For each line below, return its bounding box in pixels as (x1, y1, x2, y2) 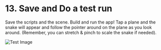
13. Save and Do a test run (5, 3, 112, 14)
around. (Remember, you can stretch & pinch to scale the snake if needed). (5, 29, 157, 35)
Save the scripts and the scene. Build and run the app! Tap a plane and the (5, 19, 156, 25)
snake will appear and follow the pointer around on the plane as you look (5, 24, 152, 30)
